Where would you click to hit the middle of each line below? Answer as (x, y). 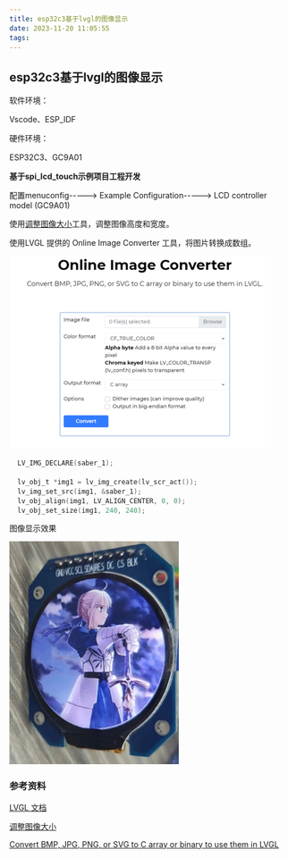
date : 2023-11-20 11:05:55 (59, 28)
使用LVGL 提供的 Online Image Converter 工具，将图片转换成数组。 (133, 243)
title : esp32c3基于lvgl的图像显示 (69, 19)
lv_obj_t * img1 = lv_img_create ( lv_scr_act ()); (108, 482)
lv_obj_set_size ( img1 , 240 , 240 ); (81, 510)
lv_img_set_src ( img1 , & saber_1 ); (80, 492)
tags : (19, 38)
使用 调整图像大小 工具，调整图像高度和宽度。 (92, 224)
